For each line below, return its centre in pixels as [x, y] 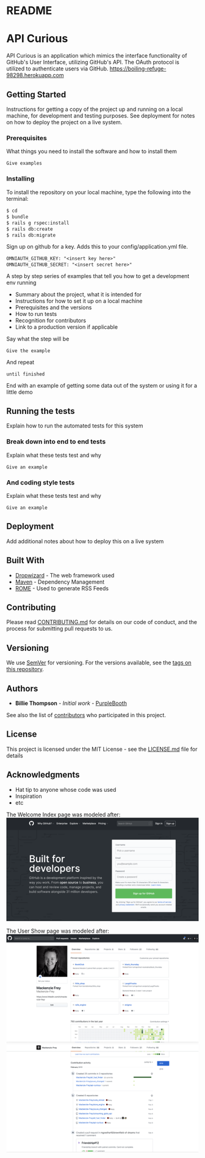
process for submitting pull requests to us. [59, 629]
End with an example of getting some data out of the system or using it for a [102, 385]
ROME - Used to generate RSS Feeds [62, 588]
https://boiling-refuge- [138, 69]
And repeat [20, 362]
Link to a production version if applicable [66, 327]
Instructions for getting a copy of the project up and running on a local [95, 109]
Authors [22, 689]
